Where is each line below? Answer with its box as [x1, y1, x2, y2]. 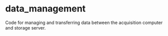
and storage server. [5, 24, 46, 30]
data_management [5, 3, 86, 14]
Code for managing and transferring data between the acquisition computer [5, 19, 163, 25]
